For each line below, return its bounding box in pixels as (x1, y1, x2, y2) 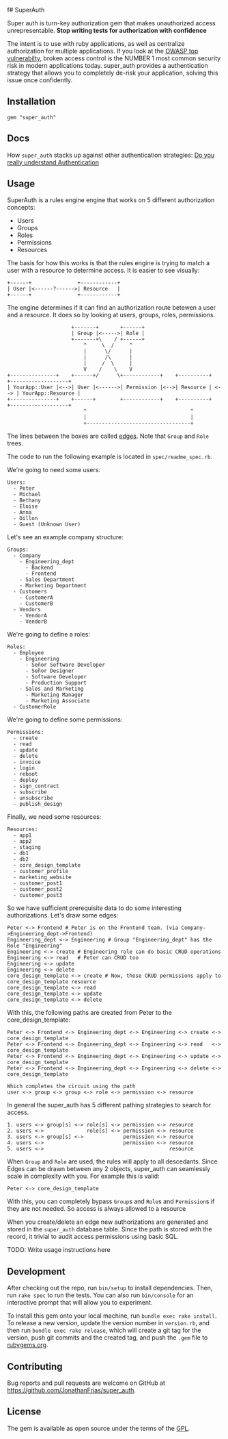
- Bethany (13, 497, 41, 504)
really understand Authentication (7, 158, 99, 167)
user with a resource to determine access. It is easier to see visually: (7, 267, 200, 275)
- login (13, 765, 35, 772)
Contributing (7, 1360, 63, 1373)
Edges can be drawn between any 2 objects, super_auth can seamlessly (7, 1165, 210, 1173)
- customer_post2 (13, 886, 63, 893)
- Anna (13, 509, 32, 516)
